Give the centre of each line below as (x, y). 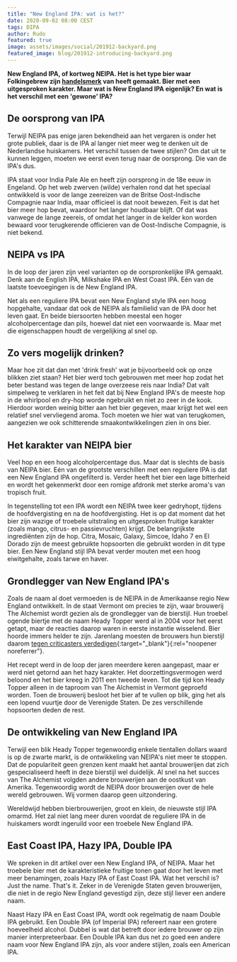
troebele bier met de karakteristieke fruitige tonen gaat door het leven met (115, 870)
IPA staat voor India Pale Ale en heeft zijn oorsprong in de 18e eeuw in (109, 179)
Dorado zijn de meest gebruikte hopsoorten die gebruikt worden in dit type (116, 544)
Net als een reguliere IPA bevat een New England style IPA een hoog (107, 300)
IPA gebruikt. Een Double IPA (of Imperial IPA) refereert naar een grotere (112, 922)
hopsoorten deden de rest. (46, 709)
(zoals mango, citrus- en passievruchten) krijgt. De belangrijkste (101, 529)
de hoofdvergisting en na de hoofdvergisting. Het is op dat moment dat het (116, 514)
